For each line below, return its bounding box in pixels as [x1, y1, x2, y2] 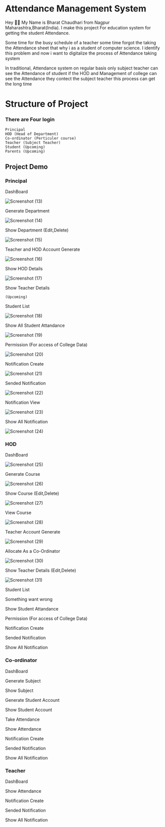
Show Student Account [5, 706, 53, 713]
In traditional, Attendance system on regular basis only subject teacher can [5, 65, 159, 71]
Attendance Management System [5, 3, 147, 14]
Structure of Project [5, 98, 88, 110]
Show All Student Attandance [5, 322, 65, 328]
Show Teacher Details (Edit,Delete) [5, 567, 76, 574]
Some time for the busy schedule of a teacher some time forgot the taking [5, 39, 156, 45]
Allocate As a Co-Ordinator [5, 548, 60, 554]
